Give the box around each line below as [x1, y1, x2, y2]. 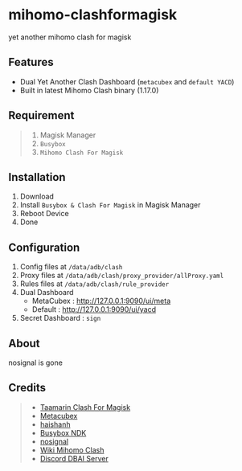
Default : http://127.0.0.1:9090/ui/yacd [31, 305, 157, 314]
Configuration [8, 240, 80, 254]
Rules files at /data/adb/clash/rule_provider [19, 279, 170, 289]
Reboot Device [19, 209, 70, 219]
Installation [8, 170, 66, 184]
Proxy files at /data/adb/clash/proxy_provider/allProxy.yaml [19, 271, 224, 281]
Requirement [8, 109, 75, 122]
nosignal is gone [8, 358, 63, 367]
